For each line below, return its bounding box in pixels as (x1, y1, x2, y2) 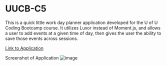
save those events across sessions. (5, 35, 78, 41)
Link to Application (5, 45, 44, 51)
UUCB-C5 (5, 3, 46, 14)
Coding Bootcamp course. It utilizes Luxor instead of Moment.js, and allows (5, 24, 161, 30)
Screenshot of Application (5, 54, 59, 60)
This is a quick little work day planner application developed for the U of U (5, 19, 158, 25)
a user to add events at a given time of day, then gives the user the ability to (5, 30, 161, 36)
